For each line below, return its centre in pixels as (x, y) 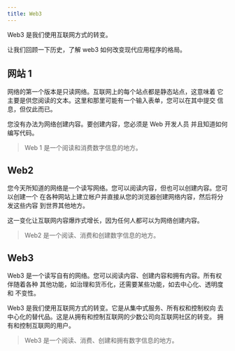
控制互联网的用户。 (47, 326)
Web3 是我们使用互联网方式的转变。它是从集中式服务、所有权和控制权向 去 (115, 308)
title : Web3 (24, 14)
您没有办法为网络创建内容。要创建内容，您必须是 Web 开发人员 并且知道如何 (117, 124)
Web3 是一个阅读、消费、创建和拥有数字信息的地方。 (101, 340)
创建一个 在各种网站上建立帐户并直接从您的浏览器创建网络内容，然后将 (115, 197)
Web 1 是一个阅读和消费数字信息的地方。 (83, 148)
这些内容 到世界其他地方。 (51, 206)
